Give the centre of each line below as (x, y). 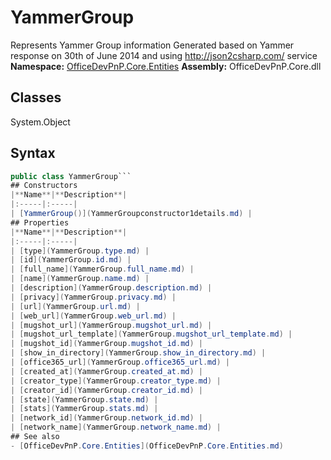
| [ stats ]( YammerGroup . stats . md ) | (84, 409)
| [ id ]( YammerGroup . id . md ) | (71, 260)
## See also (35, 437)
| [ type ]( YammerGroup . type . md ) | (80, 251)
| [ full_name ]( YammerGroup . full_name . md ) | (102, 269)
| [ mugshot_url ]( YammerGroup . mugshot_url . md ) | (111, 325)
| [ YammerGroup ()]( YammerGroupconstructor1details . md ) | (131, 214)
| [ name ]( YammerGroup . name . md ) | (80, 279)
